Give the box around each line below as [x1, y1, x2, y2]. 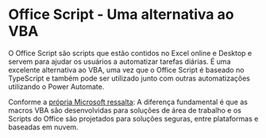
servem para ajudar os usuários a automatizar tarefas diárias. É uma [8, 57, 231, 66]
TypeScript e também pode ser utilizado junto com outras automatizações [8, 73, 250, 83]
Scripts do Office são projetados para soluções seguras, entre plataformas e [8, 114, 259, 123]
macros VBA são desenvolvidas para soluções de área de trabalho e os [8, 105, 242, 115]
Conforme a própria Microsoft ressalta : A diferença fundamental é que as [8, 97, 249, 106]
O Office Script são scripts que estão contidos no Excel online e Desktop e [8, 48, 253, 58]
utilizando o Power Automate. [8, 81, 105, 91]
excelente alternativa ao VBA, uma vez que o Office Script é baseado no [8, 65, 245, 74]
